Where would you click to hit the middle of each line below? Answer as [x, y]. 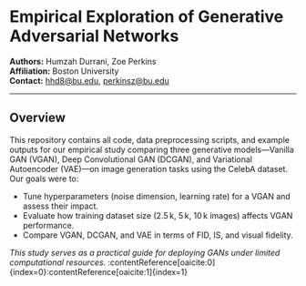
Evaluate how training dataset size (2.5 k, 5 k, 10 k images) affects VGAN [158, 215]
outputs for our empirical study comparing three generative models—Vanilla [152, 149]
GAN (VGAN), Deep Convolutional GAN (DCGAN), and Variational [131, 159]
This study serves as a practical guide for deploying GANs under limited [145, 252]
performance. [48, 225]
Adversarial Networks [94, 36]
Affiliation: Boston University [64, 71]
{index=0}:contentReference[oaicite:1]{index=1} [99, 271]
